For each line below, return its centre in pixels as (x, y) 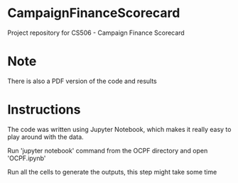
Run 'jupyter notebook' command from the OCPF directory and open (108, 150)
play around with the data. (45, 137)
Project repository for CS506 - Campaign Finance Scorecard (96, 33)
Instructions (44, 110)
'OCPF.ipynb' (27, 158)
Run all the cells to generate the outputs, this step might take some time (112, 172)
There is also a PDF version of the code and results (82, 81)
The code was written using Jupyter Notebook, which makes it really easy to (119, 129)
